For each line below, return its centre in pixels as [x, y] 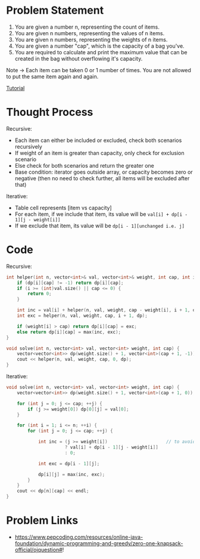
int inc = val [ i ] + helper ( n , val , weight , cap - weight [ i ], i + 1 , [104, 310]
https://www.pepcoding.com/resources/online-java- [79, 537]
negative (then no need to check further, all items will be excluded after [102, 178]
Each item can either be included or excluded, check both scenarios [98, 140]
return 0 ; [40, 294]
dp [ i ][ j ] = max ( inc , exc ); [71, 474]
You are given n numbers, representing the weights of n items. [91, 39]
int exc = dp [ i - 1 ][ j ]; [69, 464]
